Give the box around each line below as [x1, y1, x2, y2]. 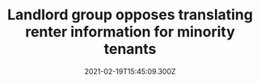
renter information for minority [25, 23, 235, 41]
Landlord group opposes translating [7, 6, 253, 24]
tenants [103, 40, 157, 58]
